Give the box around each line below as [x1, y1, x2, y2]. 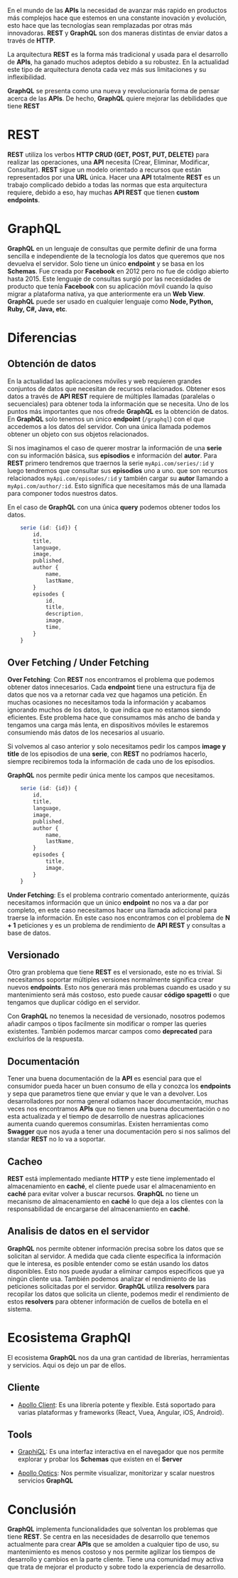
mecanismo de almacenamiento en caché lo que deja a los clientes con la [7, 1197, 224, 1205]
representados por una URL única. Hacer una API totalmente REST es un [7, 172, 220, 181]
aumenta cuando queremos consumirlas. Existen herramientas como [7, 1120, 209, 1128]
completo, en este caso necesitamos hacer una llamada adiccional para [7, 905, 217, 914]
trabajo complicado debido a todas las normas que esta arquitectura [7, 180, 207, 189]
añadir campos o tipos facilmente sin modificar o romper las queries [7, 1019, 207, 1028]
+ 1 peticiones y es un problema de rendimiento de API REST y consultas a [7, 920, 226, 929]
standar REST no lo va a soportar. [7, 1135, 106, 1143]
